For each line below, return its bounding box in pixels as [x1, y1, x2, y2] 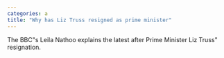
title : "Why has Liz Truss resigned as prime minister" [7, 17, 172, 23]
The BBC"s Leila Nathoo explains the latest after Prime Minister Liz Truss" [7, 35, 218, 43]
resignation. [7, 43, 42, 51]
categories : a [7, 10, 49, 17]
